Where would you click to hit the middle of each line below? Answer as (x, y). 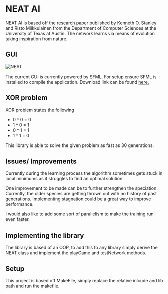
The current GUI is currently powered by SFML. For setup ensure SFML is (81, 77)
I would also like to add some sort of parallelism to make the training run (79, 214)
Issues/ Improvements (41, 161)
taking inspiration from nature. (36, 39)
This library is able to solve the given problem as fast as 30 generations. (80, 145)
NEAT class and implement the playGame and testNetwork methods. (76, 253)
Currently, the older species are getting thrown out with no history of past (81, 194)
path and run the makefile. (32, 286)
